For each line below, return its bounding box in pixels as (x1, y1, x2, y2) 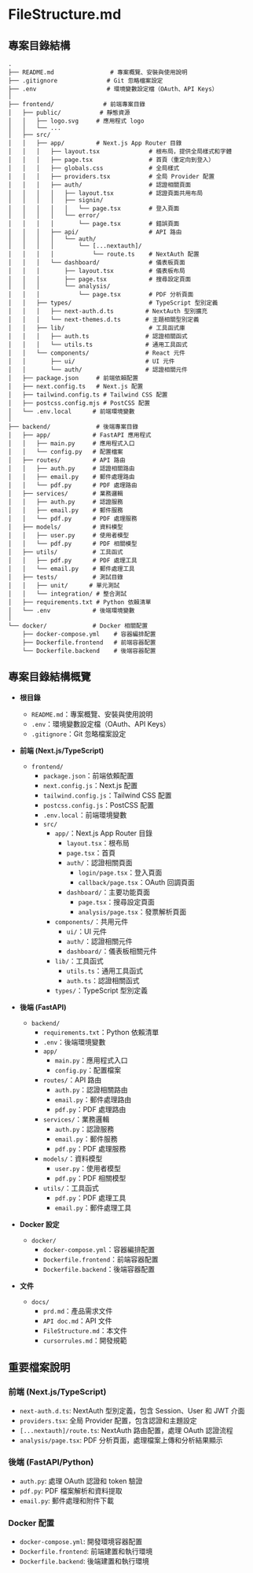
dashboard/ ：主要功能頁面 (66, 887, 151, 897)
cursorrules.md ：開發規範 (42, 1335, 127, 1345)
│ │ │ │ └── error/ (8, 212, 101, 219)
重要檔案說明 (8, 1361, 71, 1374)
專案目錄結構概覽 (8, 670, 91, 683)
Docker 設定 (19, 1219, 60, 1229)
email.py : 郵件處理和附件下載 (19, 1496, 115, 1505)
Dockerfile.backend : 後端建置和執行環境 (19, 1556, 149, 1566)
